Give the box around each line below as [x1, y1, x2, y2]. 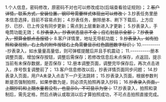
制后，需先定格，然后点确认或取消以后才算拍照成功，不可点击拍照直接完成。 [5, 92, 162, 97]
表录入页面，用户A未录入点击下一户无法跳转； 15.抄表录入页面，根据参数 [5, 73, 154, 79]
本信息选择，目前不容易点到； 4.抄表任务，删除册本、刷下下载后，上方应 [5, 17, 154, 22]
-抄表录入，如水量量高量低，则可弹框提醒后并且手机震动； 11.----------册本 [5, 48, 160, 54]
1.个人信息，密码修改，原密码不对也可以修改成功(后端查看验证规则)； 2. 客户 [5, 4, 160, 10]
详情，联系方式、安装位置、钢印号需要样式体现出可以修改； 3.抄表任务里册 [5, 10, 158, 16]
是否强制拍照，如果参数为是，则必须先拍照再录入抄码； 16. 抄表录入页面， [9, 79, 160, 85]
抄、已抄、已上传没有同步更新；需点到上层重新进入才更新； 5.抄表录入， [5, 23, 154, 29]
